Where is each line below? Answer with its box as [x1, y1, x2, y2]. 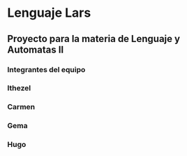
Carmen [7, 102, 36, 112]
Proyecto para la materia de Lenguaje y [7, 33, 180, 45]
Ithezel [7, 83, 31, 93]
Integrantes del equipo [7, 64, 86, 74]
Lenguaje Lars [7, 5, 91, 21]
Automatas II [7, 43, 64, 55]
